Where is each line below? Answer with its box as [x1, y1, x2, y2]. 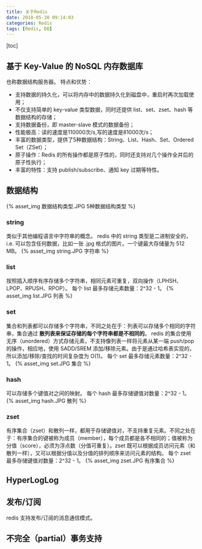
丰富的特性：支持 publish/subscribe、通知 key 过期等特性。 [14, 166, 162, 173]
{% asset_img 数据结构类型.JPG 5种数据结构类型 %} [6, 202, 136, 209]
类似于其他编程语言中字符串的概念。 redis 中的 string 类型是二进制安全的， [6, 232, 191, 240]
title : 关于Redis [6, 8, 48, 15]
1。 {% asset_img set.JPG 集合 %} [6, 359, 91, 367]
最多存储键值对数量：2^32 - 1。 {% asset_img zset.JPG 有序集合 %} [6, 457, 175, 464]
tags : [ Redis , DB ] [6, 25, 52, 32]
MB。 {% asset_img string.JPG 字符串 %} [6, 247, 109, 255]
